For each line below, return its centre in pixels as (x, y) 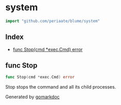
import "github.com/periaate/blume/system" (53, 21)
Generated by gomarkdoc (33, 97)
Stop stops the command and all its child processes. (61, 87)
